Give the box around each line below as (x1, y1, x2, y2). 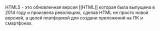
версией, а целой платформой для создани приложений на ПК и (5, 15, 143, 20)
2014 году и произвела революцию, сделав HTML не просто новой (5, 9, 148, 15)
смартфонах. (5, 20, 33, 26)
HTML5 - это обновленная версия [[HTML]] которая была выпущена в (5, 4, 155, 10)
